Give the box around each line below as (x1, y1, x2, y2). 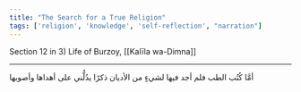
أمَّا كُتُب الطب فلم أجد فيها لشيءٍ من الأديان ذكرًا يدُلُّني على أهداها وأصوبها (9, 71, 254, 82)
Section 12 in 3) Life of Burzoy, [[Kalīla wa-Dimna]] (9, 46, 197, 56)
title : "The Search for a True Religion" (9, 13, 167, 22)
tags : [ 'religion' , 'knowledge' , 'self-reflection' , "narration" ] (9, 21, 262, 30)
